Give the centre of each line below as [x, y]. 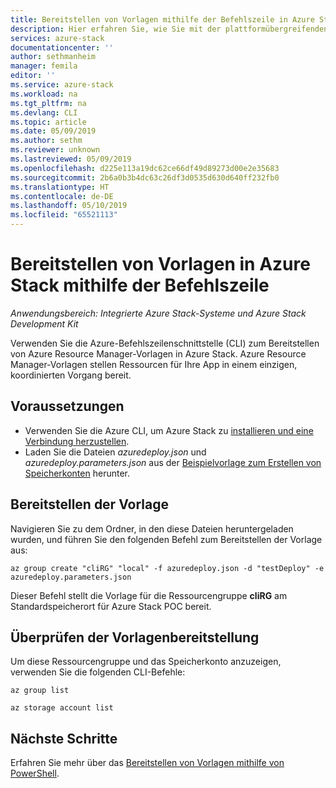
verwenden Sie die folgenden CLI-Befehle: [98, 672]
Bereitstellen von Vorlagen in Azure [160, 264]
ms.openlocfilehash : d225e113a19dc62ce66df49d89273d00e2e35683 [145, 168]
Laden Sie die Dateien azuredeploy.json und [115, 452]
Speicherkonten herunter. [77, 473]
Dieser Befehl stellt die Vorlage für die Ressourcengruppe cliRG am [149, 595]
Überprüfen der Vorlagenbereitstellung [135, 637]
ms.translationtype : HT [60, 187]
